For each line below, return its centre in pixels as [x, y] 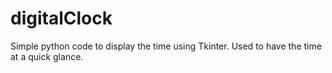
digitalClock [61, 18]
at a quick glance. [47, 56]
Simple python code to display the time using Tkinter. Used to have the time [166, 46]
